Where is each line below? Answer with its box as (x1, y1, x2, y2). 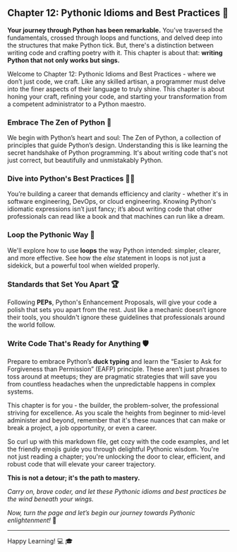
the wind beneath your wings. (7, 495, 94, 503)
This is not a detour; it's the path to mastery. (7, 473, 140, 482)
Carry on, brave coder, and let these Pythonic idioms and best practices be (7, 488, 227, 496)
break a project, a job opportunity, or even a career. (7, 424, 157, 432)
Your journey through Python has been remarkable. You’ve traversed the (7, 25, 224, 34)
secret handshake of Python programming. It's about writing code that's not (7, 149, 228, 157)
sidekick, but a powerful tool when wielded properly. (7, 261, 160, 270)
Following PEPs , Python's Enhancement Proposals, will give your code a (7, 298, 217, 306)
